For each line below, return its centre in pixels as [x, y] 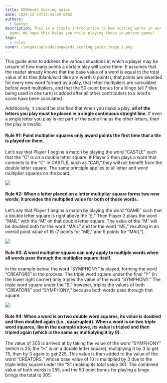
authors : [14, 19]
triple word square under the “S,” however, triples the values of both [75, 285]
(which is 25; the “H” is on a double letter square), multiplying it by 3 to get [82, 348]
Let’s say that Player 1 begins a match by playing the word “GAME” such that [83, 210]
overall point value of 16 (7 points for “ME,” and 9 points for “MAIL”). [75, 232]
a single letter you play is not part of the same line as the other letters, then [82, 118]
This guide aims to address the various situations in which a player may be [82, 61]
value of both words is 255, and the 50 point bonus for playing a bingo [77, 370]
